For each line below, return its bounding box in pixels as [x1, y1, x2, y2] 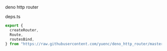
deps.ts [5, 14, 21, 19]
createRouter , [9, 27, 39, 32]
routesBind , [9, 37, 35, 42]
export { [5, 23, 23, 28]
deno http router [5, 4, 39, 10]
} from [5, 41, 19, 46]
